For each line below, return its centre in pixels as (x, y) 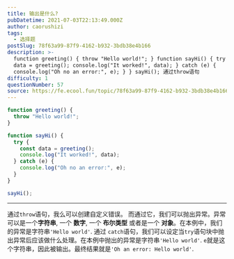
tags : (15, 33)
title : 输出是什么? (33, 14)
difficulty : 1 (28, 78)
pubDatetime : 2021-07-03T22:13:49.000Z (65, 20)
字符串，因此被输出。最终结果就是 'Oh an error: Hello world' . (103, 249)
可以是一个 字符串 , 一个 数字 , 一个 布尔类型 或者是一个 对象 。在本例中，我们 (115, 222)
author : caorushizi (36, 26)
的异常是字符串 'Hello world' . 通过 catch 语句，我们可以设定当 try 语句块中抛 (116, 231)
